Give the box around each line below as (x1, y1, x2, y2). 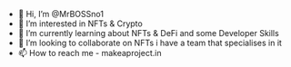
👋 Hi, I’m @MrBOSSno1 (17, 9, 105, 19)
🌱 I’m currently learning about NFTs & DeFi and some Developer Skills (17, 28, 279, 38)
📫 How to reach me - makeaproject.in (17, 48, 162, 58)
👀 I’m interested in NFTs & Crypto (17, 18, 143, 29)
